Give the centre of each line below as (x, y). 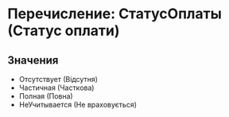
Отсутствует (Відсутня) (58, 79)
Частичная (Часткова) (56, 88)
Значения (33, 60)
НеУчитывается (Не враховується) (78, 105)
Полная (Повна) (46, 96)
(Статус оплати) (64, 31)
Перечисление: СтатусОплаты (114, 14)
